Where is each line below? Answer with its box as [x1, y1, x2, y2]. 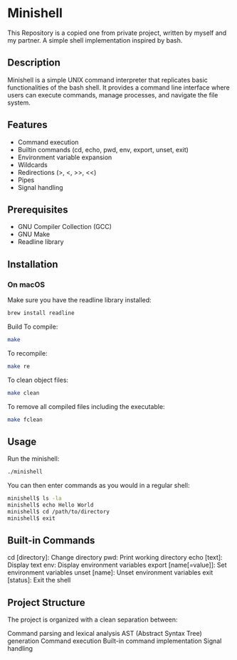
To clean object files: [7, 376, 69, 384]
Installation [7, 258, 58, 270]
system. [7, 98, 31, 107]
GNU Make [17, 230, 51, 239]
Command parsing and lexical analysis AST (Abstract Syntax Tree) [7, 629, 203, 638]
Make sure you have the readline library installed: [7, 296, 152, 304]
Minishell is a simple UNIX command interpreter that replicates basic [7, 75, 209, 84]
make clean [7, 389, 40, 396]
